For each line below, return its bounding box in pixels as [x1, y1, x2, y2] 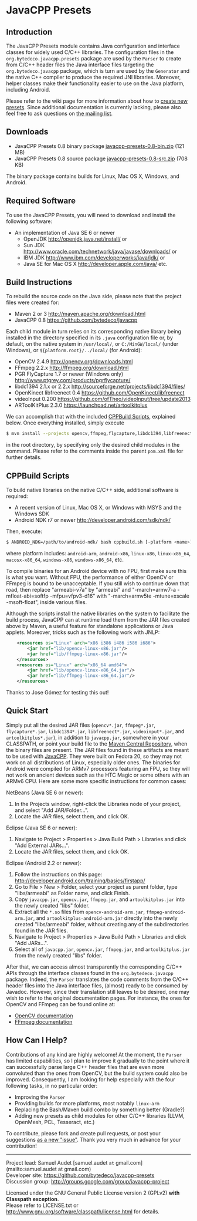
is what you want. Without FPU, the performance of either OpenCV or [6, 574, 174, 581]
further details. [6, 454, 42, 461]
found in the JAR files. [14, 927, 69, 934]
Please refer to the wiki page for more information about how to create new [6, 97, 188, 104]
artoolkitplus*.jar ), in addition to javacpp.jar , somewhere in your [6, 734, 169, 741]
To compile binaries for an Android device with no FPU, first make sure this [6, 568, 187, 574]
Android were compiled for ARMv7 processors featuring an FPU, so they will [6, 765, 190, 772]
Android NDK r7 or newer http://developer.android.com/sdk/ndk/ [14, 517, 171, 524]
